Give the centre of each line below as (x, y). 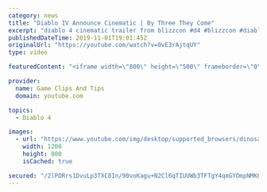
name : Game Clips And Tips (60, 88)
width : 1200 (42, 147)
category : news (33, 15)
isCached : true (48, 161)
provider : (25, 81)
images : (21, 132)
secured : (23, 175)
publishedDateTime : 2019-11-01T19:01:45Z (78, 38)
